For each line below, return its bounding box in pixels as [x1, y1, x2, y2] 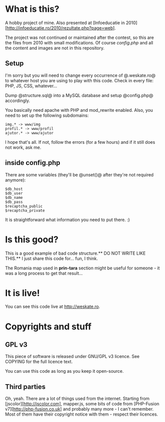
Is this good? [5, 234, 59, 245]
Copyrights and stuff [5, 321, 92, 332]
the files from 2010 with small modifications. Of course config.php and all [5, 39, 153, 45]
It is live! [5, 287, 40, 298]
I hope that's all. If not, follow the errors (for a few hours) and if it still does [5, 139, 156, 145]
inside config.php [5, 159, 60, 167]
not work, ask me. [5, 144, 42, 150]
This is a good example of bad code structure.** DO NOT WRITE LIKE [5, 250, 146, 256]
